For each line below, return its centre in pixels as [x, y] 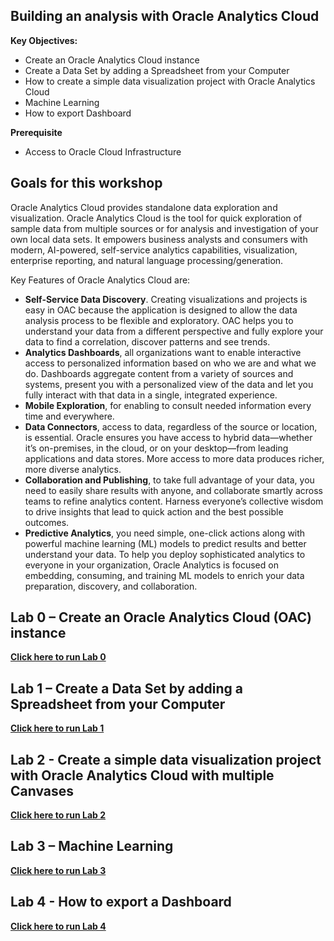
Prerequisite [36, 132]
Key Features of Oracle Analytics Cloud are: [100, 280]
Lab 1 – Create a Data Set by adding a [126, 688]
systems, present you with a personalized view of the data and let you [169, 384]
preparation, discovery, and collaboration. [111, 586]
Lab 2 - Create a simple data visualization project [166, 759]
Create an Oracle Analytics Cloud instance [112, 60]
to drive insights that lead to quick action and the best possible [154, 511]
